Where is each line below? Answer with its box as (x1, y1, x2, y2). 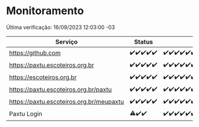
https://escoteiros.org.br (9, 73, 77, 82)
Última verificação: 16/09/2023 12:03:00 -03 (6, 24, 115, 31)
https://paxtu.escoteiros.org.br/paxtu (9, 86, 113, 94)
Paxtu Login (9, 110, 43, 118)
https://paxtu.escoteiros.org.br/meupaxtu (9, 97, 124, 106)
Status (134, 37, 153, 45)
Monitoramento (6, 4, 84, 18)
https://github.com (9, 49, 61, 57)
